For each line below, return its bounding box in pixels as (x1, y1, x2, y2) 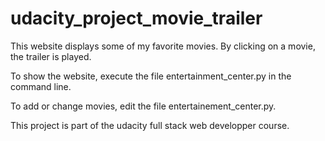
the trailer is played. (10, 50, 92, 62)
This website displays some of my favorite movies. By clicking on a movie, (10, 40, 316, 52)
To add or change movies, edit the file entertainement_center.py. (10, 100, 277, 112)
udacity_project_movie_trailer (10, 7, 263, 30)
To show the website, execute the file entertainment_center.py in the (10, 70, 292, 82)
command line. (10, 80, 72, 92)
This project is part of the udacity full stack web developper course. (10, 119, 290, 131)
